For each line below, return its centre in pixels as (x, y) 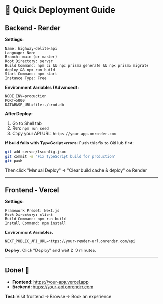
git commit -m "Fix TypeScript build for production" (61, 156)
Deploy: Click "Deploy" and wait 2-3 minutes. (50, 250)
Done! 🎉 (17, 270)
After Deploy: (19, 114)
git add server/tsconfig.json (36, 152)
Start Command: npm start (31, 74)
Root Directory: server (29, 61)
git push (14, 161)
